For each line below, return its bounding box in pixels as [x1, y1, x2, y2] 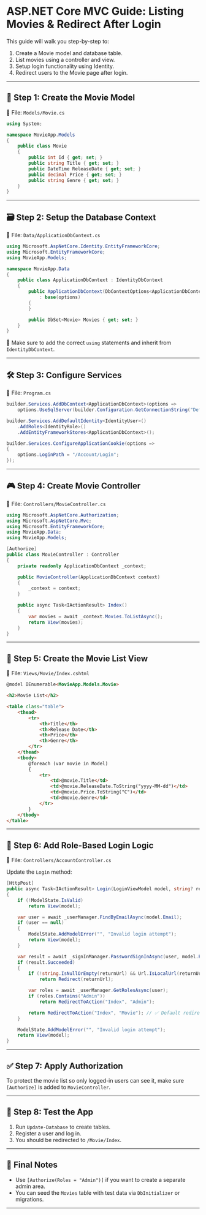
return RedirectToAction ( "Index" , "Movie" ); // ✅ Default [28, 1010, 181, 1016]
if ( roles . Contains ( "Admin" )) [28, 993, 105, 999]
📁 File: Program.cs [6, 389, 51, 396]
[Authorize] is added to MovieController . [6, 1083, 111, 1091]
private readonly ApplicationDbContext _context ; [17, 562, 147, 569]
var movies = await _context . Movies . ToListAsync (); [28, 613, 164, 619]
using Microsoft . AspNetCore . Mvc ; [6, 518, 92, 524]
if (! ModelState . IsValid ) [17, 897, 84, 903]
